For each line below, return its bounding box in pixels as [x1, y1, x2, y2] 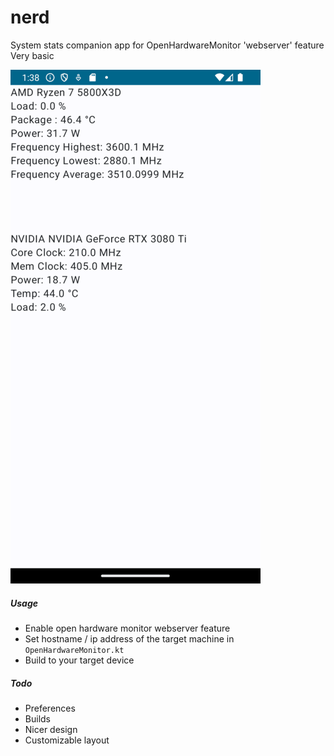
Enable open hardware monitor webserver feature [24, 622, 231, 634]
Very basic [10, 49, 55, 61]
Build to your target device [24, 654, 135, 666]
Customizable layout [24, 734, 110, 746]
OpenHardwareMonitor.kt [24, 645, 125, 655]
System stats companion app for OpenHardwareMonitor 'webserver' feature [10, 39, 325, 51]
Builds [24, 712, 51, 725]
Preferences [24, 702, 76, 714]
